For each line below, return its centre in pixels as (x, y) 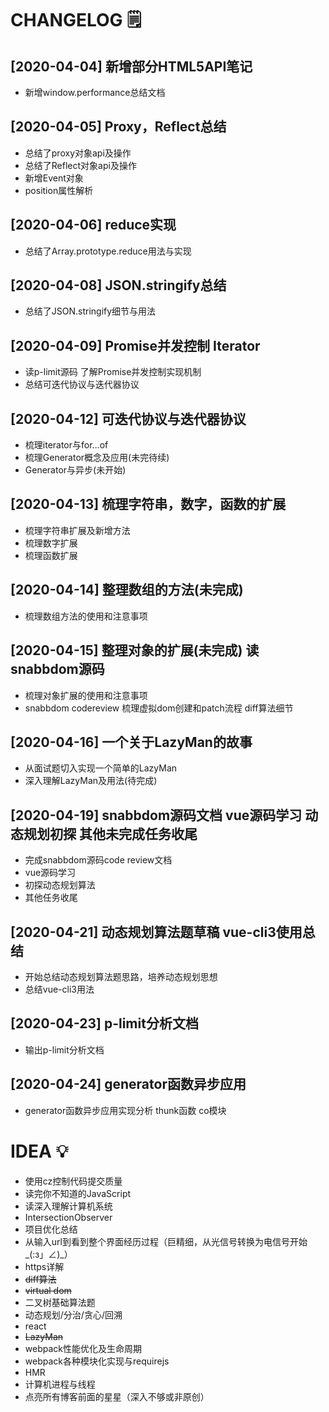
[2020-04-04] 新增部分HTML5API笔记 (131, 66)
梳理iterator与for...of (66, 445)
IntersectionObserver (68, 1217)
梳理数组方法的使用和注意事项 (86, 616)
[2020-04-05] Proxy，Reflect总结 (118, 127)
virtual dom (48, 1290)
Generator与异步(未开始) (75, 470)
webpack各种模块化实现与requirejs (97, 1361)
